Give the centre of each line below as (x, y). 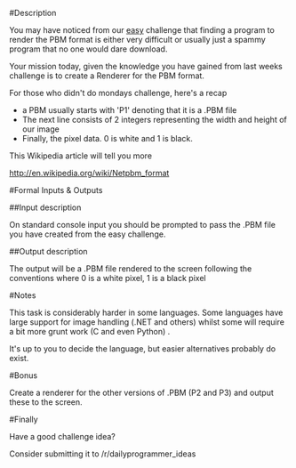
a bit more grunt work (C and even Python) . (90, 331)
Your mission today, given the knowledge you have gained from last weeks (146, 66)
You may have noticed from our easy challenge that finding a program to (142, 30)
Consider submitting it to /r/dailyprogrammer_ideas (103, 454)
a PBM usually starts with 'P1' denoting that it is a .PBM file (129, 110)
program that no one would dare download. (88, 49)
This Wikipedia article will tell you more (81, 156)
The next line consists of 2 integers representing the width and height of (154, 120)
